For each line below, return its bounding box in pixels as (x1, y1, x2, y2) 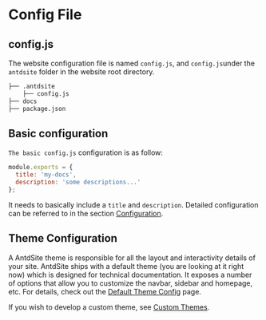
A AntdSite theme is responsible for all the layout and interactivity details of (8, 253, 256, 263)
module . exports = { (8, 164, 73, 172)
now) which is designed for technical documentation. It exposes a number (8, 270, 252, 279)
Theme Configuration (8, 231, 118, 245)
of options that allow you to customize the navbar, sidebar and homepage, (8, 278, 253, 288)
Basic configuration (8, 126, 109, 140)
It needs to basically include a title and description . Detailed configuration (8, 200, 259, 209)
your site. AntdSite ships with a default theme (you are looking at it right (8, 261, 244, 271)
